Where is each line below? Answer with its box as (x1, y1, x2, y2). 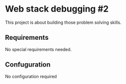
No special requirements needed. (5, 46, 72, 52)
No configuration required (5, 73, 57, 79)
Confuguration (5, 61, 51, 69)
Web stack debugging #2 (5, 3, 109, 15)
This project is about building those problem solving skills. (5, 19, 122, 25)
